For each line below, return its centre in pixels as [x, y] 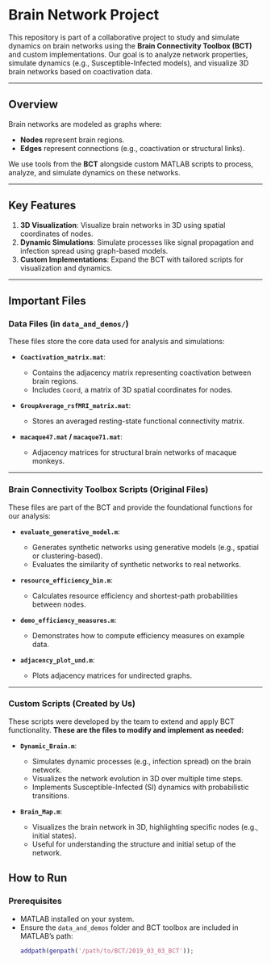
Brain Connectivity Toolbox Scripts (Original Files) [108, 490]
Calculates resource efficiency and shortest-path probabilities [135, 595]
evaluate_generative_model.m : [70, 532]
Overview [33, 105]
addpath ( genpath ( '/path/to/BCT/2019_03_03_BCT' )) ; [107, 951]
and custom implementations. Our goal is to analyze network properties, [128, 54]
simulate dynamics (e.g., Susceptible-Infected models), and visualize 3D [129, 63]
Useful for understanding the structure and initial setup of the [134, 844]
